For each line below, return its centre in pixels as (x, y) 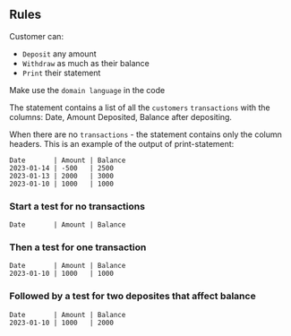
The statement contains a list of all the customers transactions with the (140, 108)
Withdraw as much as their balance (86, 63)
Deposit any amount (59, 54)
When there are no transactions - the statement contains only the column (145, 134)
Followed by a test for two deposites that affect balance (133, 297)
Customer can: (37, 36)
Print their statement (61, 73)
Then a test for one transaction (78, 247)
